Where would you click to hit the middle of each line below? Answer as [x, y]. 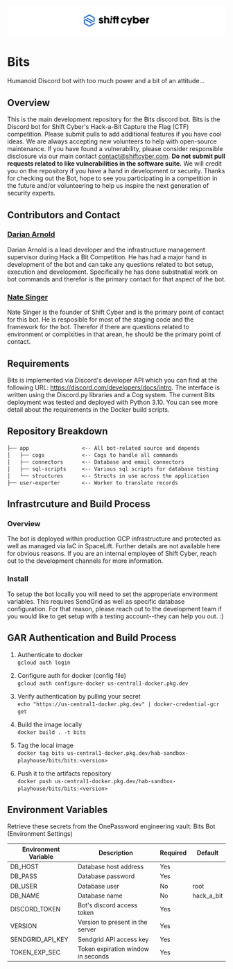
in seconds [93, 956]
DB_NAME [25, 896]
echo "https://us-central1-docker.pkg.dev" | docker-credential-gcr [118, 704]
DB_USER [24, 886]
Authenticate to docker [50, 654]
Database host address [111, 867]
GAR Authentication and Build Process [92, 638]
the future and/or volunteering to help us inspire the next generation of [108, 186]
